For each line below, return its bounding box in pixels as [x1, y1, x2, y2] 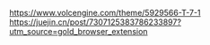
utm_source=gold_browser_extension [9, 26, 148, 36]
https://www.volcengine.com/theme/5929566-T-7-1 [9, 8, 201, 18]
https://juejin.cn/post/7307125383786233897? [9, 17, 182, 27]
